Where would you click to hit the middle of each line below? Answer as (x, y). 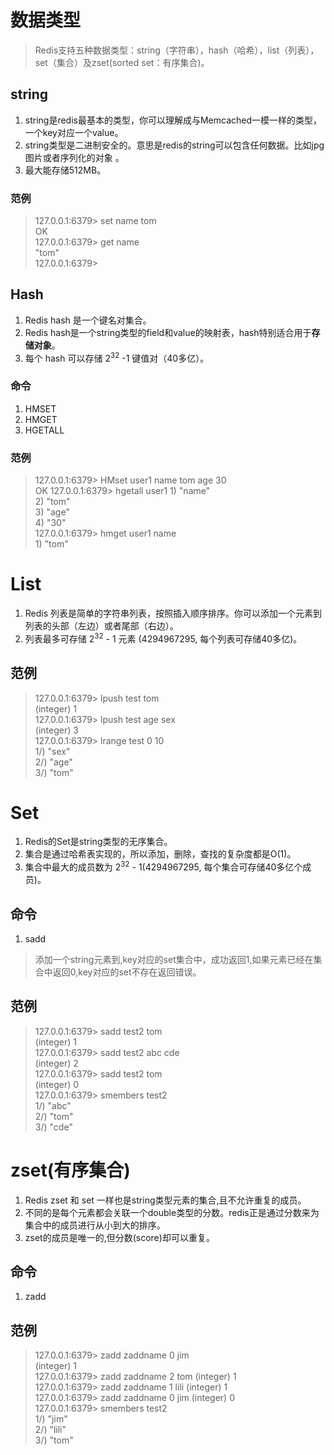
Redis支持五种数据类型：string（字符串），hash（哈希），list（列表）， (177, 50)
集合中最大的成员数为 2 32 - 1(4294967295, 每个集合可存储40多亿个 (163, 866)
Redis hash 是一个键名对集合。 (88, 320)
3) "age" (52, 512)
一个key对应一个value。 (74, 132)
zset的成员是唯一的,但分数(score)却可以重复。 (119, 1237)
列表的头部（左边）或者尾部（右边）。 (101, 626)
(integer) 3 (56, 730)
